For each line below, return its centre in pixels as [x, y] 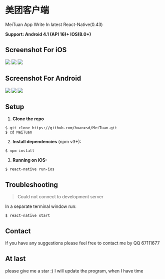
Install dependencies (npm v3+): [47, 142]
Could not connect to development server [60, 197]
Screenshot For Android [43, 78]
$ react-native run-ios [30, 169]
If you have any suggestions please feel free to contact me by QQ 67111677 [82, 243]
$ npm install [20, 151]
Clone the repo [28, 119]
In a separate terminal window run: [41, 206]
